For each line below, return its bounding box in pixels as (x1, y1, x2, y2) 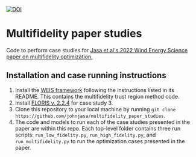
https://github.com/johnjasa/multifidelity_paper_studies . (14, 112, 166, 119)
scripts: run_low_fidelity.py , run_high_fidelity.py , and (14, 131, 156, 138)
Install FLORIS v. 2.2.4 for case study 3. (14, 99, 113, 106)
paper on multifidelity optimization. (6, 53, 93, 60)
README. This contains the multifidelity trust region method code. (14, 93, 180, 100)
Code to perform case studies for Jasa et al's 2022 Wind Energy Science (6, 46, 188, 54)
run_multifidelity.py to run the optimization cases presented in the (14, 137, 185, 144)
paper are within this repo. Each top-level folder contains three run (14, 125, 181, 132)
